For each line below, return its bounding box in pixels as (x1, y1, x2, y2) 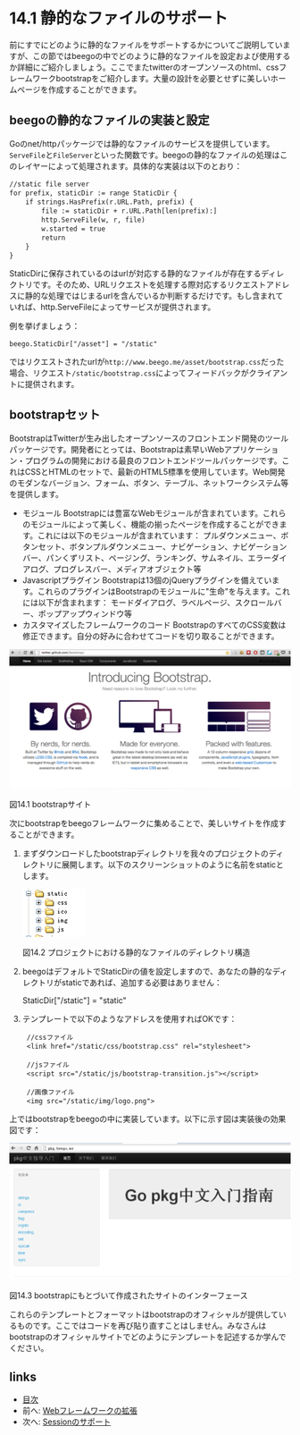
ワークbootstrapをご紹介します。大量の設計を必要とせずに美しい (32, 72, 271, 83)
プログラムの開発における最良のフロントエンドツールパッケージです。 (24, 455, 282, 466)
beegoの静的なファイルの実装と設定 (9, 113, 210, 128)
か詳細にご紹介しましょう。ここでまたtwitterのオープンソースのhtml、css (9, 62, 279, 72)
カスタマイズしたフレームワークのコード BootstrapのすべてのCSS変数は (21, 619, 287, 630)
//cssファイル (26, 1034, 74, 1042)
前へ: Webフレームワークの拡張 (21, 1405, 138, 1415)
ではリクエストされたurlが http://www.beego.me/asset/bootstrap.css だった (9, 356, 285, 367)
